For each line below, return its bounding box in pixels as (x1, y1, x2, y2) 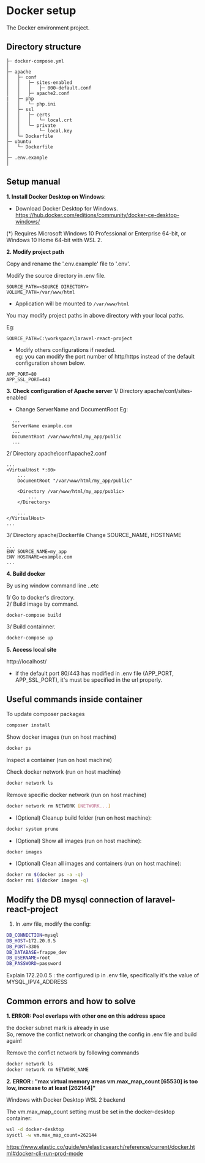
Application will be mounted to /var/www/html (15, 300, 130, 307)
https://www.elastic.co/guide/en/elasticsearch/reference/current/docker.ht (6, 1143, 195, 1150)
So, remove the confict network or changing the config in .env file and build (6, 1031, 197, 1038)
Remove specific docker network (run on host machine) (6, 791, 147, 798)
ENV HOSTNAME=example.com (6, 554, 72, 560)
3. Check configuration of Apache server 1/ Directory (6, 387, 143, 394)
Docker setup (6, 4, 76, 18)
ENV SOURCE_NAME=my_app (6, 548, 67, 555)
